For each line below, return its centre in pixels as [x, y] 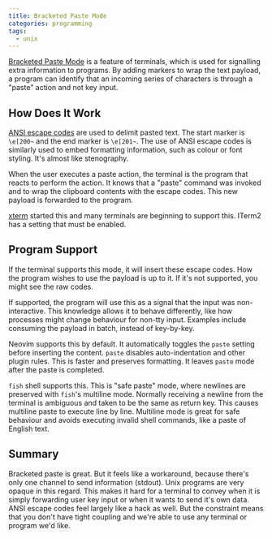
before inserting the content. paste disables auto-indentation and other [127, 352]
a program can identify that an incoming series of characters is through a [131, 79]
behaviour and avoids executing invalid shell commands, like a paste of [127, 420]
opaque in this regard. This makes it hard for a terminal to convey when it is [134, 491]
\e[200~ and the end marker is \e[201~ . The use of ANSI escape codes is [130, 141]
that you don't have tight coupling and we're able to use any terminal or [128, 517]
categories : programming [50, 24]
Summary [34, 454]
